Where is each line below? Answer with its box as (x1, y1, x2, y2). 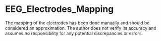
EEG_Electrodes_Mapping (5, 3, 114, 15)
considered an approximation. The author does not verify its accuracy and (5, 25, 157, 31)
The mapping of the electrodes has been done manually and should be (5, 20, 150, 26)
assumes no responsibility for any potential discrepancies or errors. (5, 30, 143, 36)
